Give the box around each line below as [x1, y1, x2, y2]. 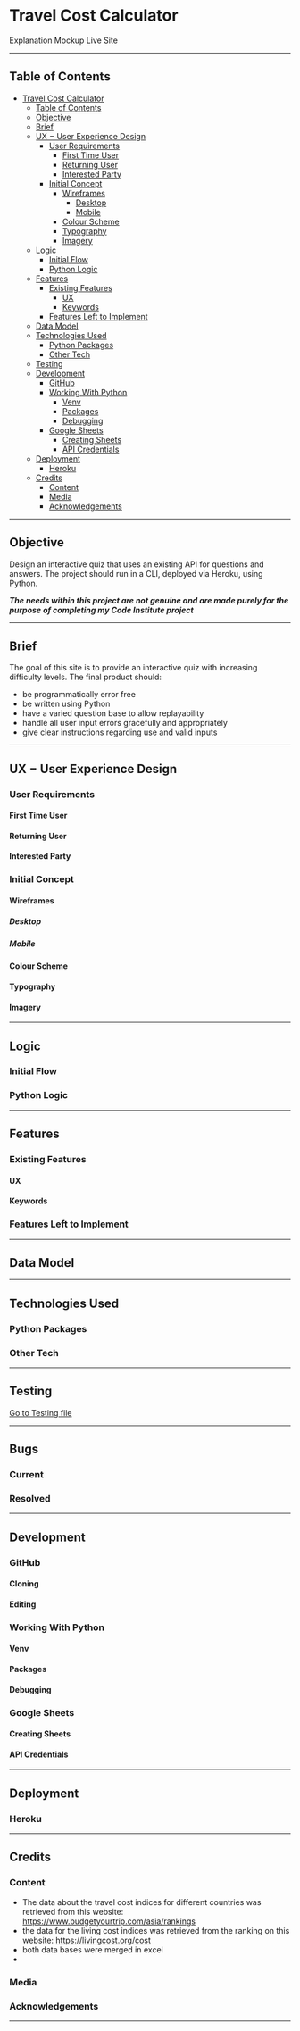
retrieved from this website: [21, 1906, 124, 1917]
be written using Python [21, 698, 111, 710]
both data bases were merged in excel [21, 1944, 163, 1955]
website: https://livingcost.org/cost [21, 1935, 152, 1945]
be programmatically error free [21, 689, 137, 700]
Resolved [9, 1493, 51, 1504]
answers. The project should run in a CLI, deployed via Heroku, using [9, 568, 263, 579]
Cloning [9, 1578, 39, 1589]
